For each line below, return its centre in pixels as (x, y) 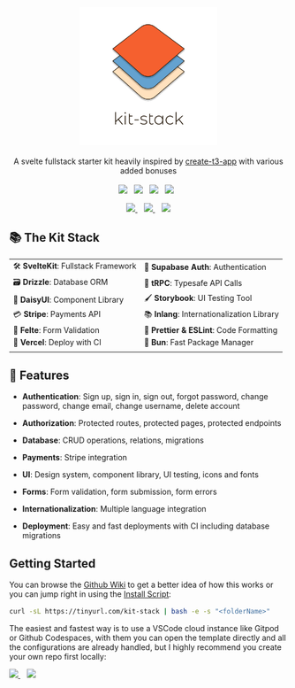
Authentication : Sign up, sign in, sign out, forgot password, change (145, 397)
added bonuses (148, 170)
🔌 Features (39, 375)
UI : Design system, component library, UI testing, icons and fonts (140, 475)
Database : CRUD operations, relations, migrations (113, 440)
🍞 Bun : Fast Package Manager (199, 342)
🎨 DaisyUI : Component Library (68, 299)
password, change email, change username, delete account (131, 406)
